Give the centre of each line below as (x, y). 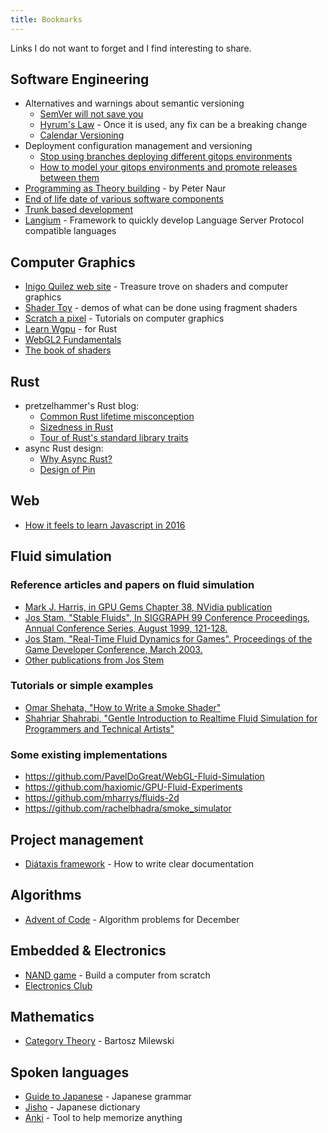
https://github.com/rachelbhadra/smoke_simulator (128, 808)
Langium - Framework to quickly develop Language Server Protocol (164, 220)
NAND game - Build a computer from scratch (117, 975)
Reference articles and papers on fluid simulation (132, 585)
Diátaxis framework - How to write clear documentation (139, 863)
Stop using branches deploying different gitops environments (166, 157)
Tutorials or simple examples (82, 686)
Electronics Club (58, 985)
